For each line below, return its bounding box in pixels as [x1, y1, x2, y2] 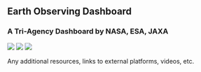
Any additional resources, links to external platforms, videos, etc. [7, 57, 195, 65]
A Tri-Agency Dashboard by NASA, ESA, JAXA [7, 27, 169, 36]
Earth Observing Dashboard [7, 6, 132, 17]
